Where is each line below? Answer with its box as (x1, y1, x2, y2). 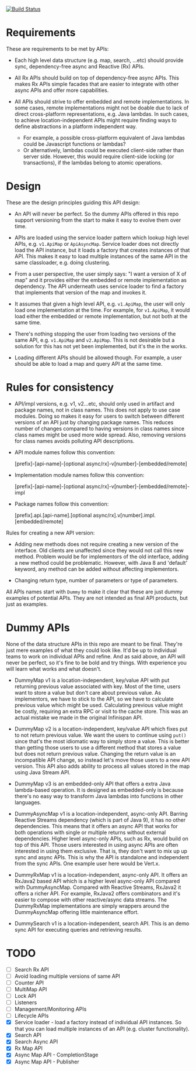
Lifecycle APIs (14, 1012, 49, 1019)
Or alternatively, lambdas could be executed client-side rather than (23, 146, 184, 153)
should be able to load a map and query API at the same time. (14, 360, 163, 367)
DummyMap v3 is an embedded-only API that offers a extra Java (14, 780, 171, 787)
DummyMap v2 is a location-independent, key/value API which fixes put (14, 725, 188, 732)
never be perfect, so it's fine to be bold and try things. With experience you (6, 659, 187, 666)
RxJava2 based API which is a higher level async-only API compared (14, 877, 180, 884)
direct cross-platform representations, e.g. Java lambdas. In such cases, (14, 110, 190, 117)
